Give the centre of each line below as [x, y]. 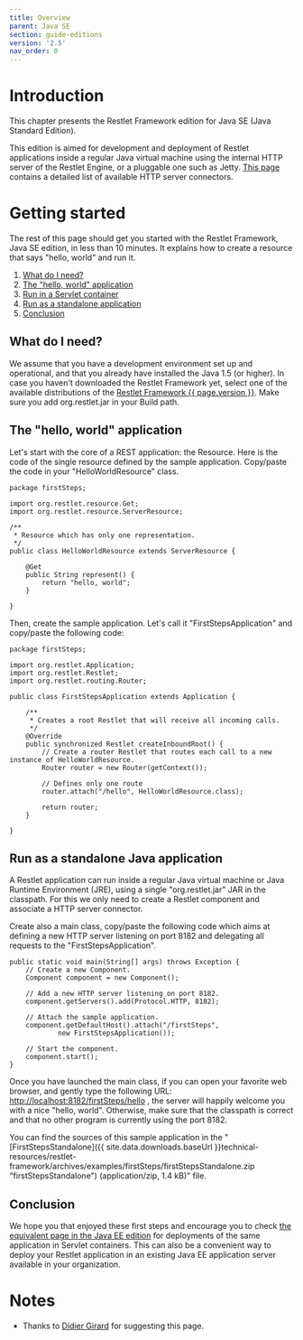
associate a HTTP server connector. [76, 909]
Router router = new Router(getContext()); [124, 768]
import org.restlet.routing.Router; [78, 681]
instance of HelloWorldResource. [72, 759]
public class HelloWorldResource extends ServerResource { [123, 551]
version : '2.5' [38, 43]
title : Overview [40, 18]
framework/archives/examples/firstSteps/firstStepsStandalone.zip [132, 1167]
